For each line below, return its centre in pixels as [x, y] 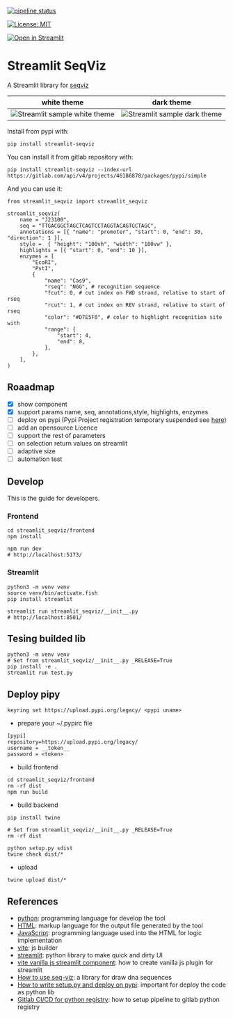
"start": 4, [74, 335]
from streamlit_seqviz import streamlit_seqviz [78, 201]
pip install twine [34, 818]
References [33, 901]
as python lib [36, 992]
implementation [40, 941]
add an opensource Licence [57, 428]
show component [42, 404]
